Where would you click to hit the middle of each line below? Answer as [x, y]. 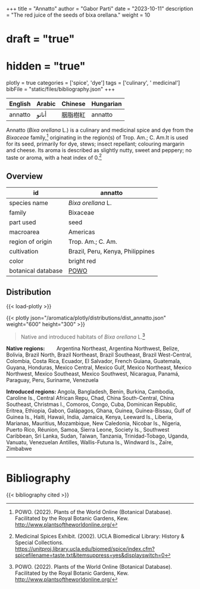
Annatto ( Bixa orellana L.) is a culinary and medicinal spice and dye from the [100, 130]
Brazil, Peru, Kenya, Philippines [111, 252]
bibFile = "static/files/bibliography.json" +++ [60, 89]
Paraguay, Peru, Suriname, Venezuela [52, 380]
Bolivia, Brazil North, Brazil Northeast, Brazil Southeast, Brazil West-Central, [99, 355]
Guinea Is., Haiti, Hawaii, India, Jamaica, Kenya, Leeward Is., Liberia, [90, 417]
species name [29, 203]
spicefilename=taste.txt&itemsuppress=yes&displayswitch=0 [90, 555]
